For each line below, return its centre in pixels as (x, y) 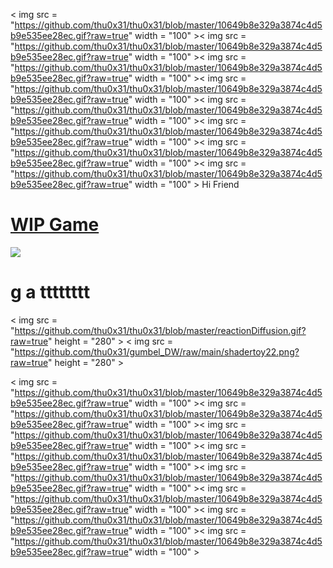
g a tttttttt (50, 292)
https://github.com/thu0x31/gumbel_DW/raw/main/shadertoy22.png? (157, 351)
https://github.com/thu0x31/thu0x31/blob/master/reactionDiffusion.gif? (160, 330)
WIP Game (55, 225)
